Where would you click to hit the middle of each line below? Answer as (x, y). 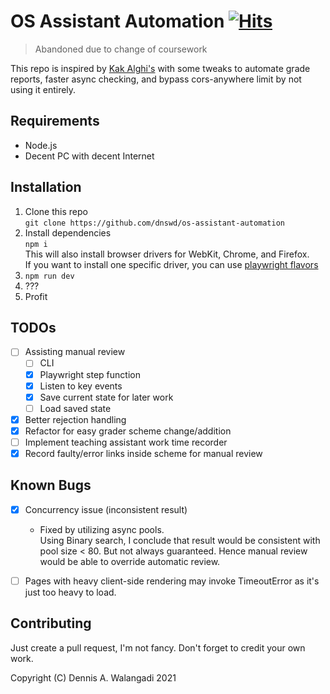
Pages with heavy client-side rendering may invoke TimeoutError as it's (172, 581)
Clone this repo (56, 211)
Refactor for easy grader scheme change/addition (128, 431)
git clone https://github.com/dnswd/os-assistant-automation (155, 223)
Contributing (51, 623)
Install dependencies (68, 232)
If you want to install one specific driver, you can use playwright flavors (171, 264)
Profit (36, 296)
